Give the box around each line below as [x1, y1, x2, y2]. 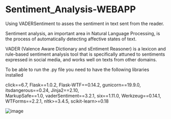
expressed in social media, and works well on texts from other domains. [5, 56, 157, 62]
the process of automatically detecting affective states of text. [5, 36, 137, 42]
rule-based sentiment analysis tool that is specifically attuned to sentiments [5, 51, 165, 57]
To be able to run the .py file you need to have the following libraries [5, 66, 149, 73]
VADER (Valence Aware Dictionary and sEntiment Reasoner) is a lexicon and [5, 45, 166, 52]
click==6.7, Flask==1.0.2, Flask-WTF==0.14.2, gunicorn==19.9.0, [5, 82, 141, 88]
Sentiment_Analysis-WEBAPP [5, 4, 136, 15]
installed [5, 72, 24, 78]
